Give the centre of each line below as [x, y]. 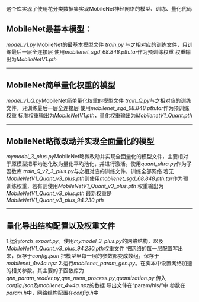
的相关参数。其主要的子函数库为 [45, 271]
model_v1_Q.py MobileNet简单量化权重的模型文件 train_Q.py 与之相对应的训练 [99, 100]
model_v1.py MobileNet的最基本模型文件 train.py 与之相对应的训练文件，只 [97, 44]
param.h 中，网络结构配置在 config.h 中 [52, 293]
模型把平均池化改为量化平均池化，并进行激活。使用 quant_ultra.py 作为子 [104, 164]
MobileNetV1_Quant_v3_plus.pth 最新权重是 [59, 193]
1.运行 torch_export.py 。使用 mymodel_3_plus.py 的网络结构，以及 [85, 241]
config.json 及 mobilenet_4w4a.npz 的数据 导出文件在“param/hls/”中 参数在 [96, 285]
